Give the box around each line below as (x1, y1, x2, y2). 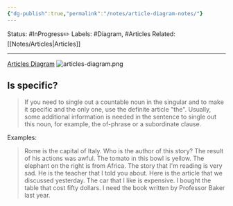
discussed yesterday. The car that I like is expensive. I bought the (24, 176, 212, 184)
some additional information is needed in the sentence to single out (24, 112, 217, 121)
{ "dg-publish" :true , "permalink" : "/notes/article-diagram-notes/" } (7, 10, 203, 17)
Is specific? (7, 80, 58, 92)
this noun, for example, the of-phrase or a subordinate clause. (24, 120, 202, 128)
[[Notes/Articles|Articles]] (7, 40, 81, 48)
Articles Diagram (7, 60, 55, 68)
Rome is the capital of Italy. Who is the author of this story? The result (24, 147, 224, 155)
